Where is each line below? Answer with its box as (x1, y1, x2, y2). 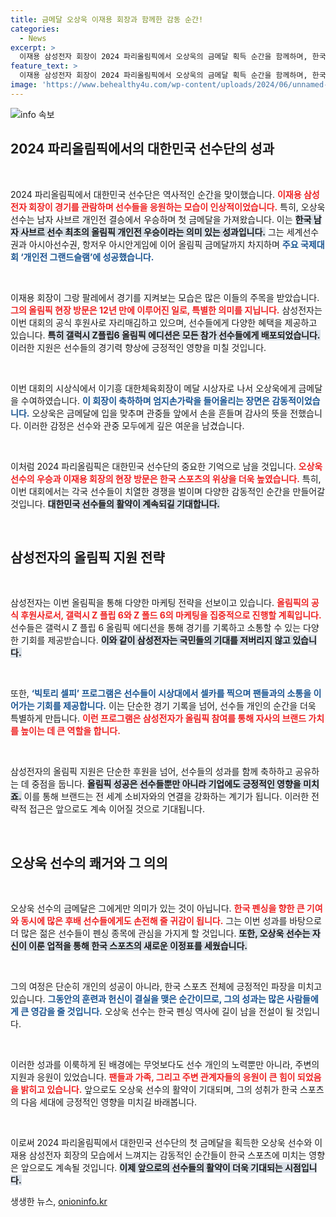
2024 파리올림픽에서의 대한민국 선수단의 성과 (10, 141, 275, 158)
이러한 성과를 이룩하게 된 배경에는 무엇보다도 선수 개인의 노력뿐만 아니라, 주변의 (10, 1059, 320, 1071)
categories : (10, 24, 60, 34)
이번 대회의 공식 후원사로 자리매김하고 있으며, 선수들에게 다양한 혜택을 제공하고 (10, 316, 318, 328)
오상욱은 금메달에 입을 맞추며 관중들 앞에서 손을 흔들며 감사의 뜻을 (31, 407, 288, 419)
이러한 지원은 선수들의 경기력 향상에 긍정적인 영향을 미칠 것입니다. (10, 341, 267, 353)
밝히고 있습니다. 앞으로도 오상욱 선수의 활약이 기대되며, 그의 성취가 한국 (20, 1084, 298, 1096)
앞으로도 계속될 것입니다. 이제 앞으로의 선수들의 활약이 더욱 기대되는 (20, 1162, 283, 1174)
